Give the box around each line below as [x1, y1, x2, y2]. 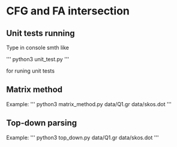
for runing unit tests [6, 67, 55, 74]
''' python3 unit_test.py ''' [6, 56, 70, 62]
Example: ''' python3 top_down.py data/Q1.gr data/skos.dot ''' [6, 134, 159, 141]
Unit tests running [6, 28, 75, 38]
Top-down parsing [6, 118, 77, 128]
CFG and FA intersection [6, 4, 130, 18]
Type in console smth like [6, 44, 70, 51]
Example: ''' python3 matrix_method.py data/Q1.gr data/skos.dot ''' [6, 100, 172, 107]
